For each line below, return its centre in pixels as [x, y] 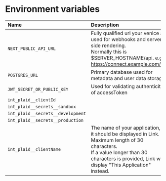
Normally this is [109, 51]
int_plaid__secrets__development [47, 113]
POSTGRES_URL [23, 75]
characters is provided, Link [123, 158]
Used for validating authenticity [127, 86]
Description [105, 25]
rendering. [114, 45]
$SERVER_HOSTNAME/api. [122, 58]
